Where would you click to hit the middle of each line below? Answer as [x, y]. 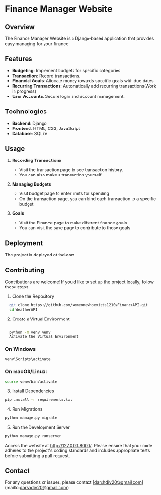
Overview [20, 27]
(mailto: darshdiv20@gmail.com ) [37, 488]
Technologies [26, 112]
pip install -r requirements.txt [39, 399]
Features [19, 59]
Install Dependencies [33, 391]
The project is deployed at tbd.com [40, 255]
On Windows [21, 349]
